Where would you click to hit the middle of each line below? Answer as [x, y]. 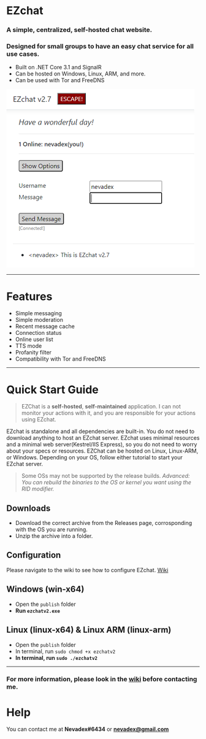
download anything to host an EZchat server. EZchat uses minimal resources [103, 438]
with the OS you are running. [51, 530]
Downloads [29, 508]
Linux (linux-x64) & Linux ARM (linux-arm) [89, 630]
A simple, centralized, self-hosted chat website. [79, 30]
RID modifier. [38, 489]
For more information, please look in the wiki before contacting [102, 680]
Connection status [38, 333]
